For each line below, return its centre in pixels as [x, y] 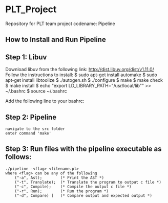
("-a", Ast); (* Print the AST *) [59, 177]
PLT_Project [31, 9]
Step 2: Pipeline [31, 117]
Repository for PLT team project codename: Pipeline [60, 24]
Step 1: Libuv [26, 57]
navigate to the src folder [35, 129]
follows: [18, 157]
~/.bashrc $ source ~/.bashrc [36, 91]
